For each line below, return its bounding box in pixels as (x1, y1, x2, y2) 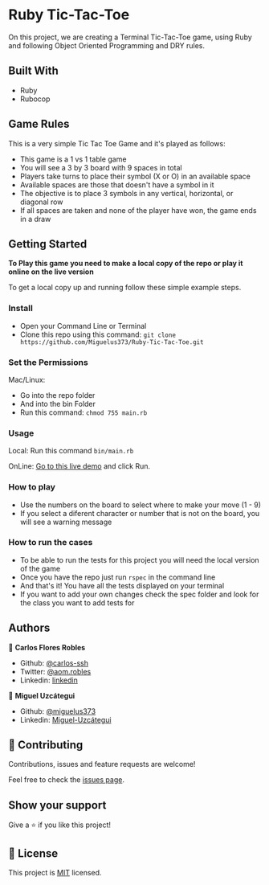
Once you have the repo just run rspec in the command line (19, 572, 216, 582)
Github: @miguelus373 (19, 706, 96, 716)
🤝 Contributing (8, 738, 84, 752)
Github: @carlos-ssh (19, 658, 88, 668)
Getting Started (8, 237, 88, 251)
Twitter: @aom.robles (19, 666, 92, 676)
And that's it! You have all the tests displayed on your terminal (19, 580, 225, 590)
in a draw (19, 214, 51, 223)
